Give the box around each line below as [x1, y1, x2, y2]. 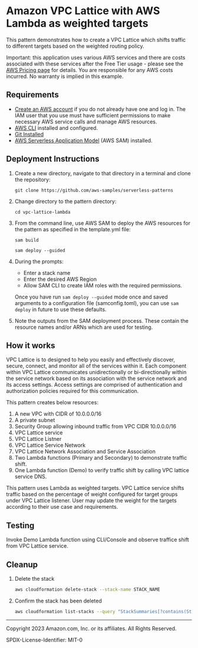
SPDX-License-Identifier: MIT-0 [6, 636, 83, 643]
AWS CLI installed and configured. [14, 124, 98, 131]
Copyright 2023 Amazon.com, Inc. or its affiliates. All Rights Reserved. [6, 624, 177, 632]
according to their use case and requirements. [6, 503, 118, 510]
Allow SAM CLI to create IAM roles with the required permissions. [23, 282, 183, 289]
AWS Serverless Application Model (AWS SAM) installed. [14, 137, 153, 144]
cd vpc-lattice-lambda [14, 209, 71, 215]
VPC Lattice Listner [14, 436, 62, 443]
